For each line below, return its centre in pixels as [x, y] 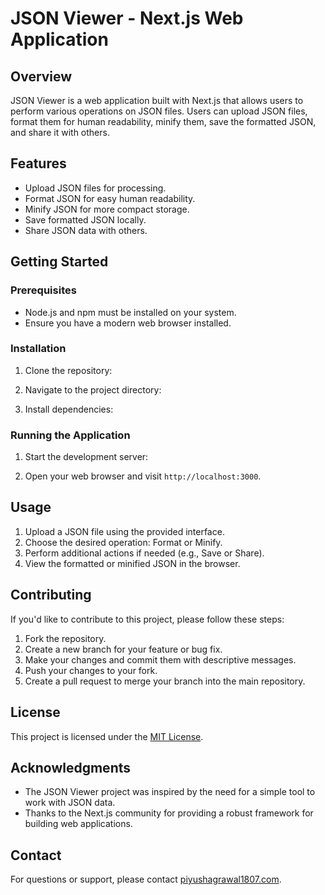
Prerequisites [43, 290]
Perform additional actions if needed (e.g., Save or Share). [144, 553]
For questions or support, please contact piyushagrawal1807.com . [146, 879]
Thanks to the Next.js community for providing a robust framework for [169, 813]
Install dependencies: [69, 409]
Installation [38, 349]
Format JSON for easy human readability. [110, 198]
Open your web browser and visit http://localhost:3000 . [143, 476]
